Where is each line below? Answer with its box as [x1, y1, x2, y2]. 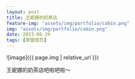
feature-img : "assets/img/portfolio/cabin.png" [6, 20, 130, 26]
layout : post [6, 9, 40, 15]
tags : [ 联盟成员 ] [6, 37, 47, 43]
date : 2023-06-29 [6, 32, 51, 38]
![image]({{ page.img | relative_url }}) [6, 54, 100, 61]
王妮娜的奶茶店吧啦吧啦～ [6, 66, 71, 74]
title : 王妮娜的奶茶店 [6, 15, 58, 21]
